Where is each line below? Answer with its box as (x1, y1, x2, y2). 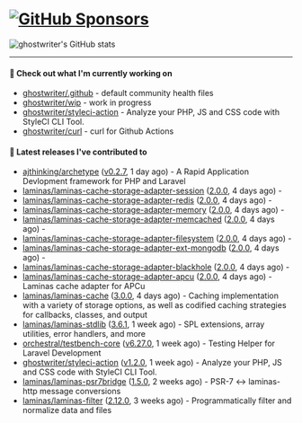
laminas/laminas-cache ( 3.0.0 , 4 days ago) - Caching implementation (22, 290, 279, 301)
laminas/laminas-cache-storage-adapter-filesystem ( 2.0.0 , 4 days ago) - (22, 234, 292, 244)
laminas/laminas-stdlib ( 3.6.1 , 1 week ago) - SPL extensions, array (22, 319, 265, 330)
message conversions (39, 386, 121, 397)
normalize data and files (22, 405, 112, 416)
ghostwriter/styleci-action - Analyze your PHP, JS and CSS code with (22, 107, 280, 118)
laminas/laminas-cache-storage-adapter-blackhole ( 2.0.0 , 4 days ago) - (22, 261, 290, 273)
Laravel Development (22, 348, 102, 358)
